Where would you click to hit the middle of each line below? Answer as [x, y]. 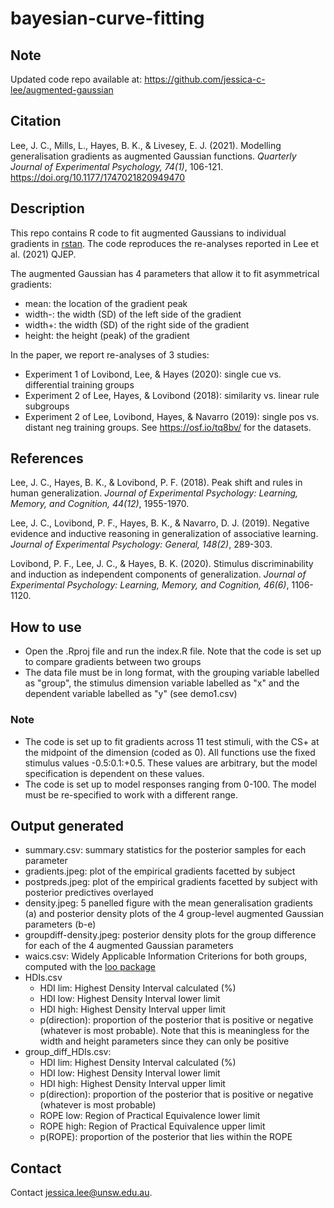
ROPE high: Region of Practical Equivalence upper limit [152, 1126]
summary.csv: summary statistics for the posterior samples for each [165, 850]
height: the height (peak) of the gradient [107, 335]
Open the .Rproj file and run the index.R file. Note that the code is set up [173, 651]
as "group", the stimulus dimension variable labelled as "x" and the [162, 683]
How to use [46, 627]
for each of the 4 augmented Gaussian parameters [129, 946]
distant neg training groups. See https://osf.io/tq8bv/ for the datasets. [168, 427]
